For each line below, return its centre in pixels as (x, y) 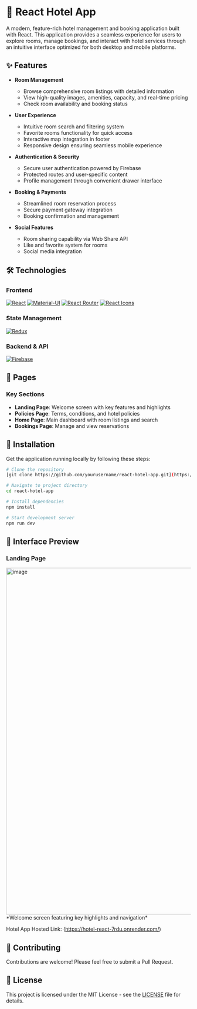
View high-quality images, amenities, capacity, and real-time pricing (106, 97)
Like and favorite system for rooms (65, 245)
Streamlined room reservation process (69, 203)
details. (15, 1001)
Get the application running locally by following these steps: (78, 459)
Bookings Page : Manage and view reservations (72, 426)
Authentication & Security (47, 157)
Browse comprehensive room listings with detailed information (99, 91)
